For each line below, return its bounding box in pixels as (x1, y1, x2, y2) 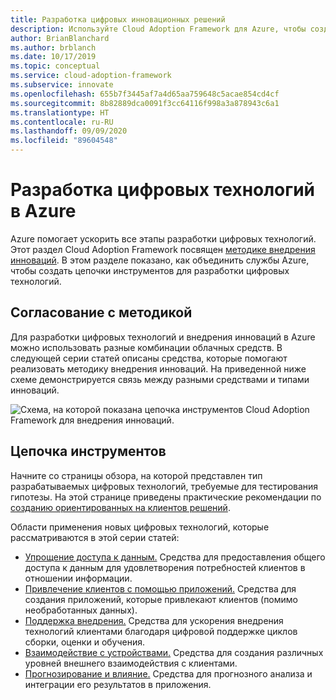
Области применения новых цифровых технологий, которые (10, 521, 270, 533)
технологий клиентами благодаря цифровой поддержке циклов (24, 625, 298, 637)
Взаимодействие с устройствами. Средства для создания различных (24, 646, 324, 658)
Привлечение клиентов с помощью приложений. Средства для (24, 582, 297, 595)
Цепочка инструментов (10, 443, 167, 460)
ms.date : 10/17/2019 (10, 52, 97, 62)
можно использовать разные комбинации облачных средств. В (10, 341, 283, 353)
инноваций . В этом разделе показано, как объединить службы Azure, (10, 254, 310, 266)
